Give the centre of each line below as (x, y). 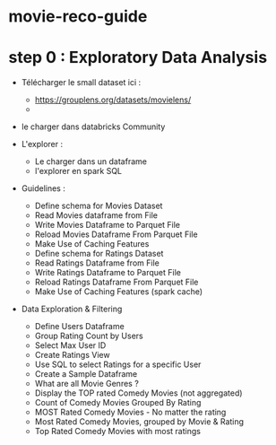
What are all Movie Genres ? (87, 384)
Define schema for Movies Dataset (99, 206)
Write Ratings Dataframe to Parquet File (108, 273)
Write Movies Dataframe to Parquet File (108, 225)
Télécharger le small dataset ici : (81, 83)
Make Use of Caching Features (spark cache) (119, 292)
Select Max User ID (70, 345)
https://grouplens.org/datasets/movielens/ (113, 100)
